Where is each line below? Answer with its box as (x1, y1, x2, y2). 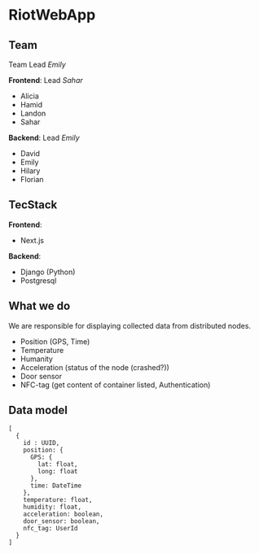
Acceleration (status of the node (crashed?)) (20, 362, 169, 372)
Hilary (20, 166, 41, 176)
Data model (8, 404, 68, 417)
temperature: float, (23, 496, 93, 504)
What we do (8, 299, 71, 313)
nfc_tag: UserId (23, 525, 79, 533)
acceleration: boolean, (23, 510, 104, 518)
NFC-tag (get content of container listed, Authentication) (20, 380, 211, 390)
